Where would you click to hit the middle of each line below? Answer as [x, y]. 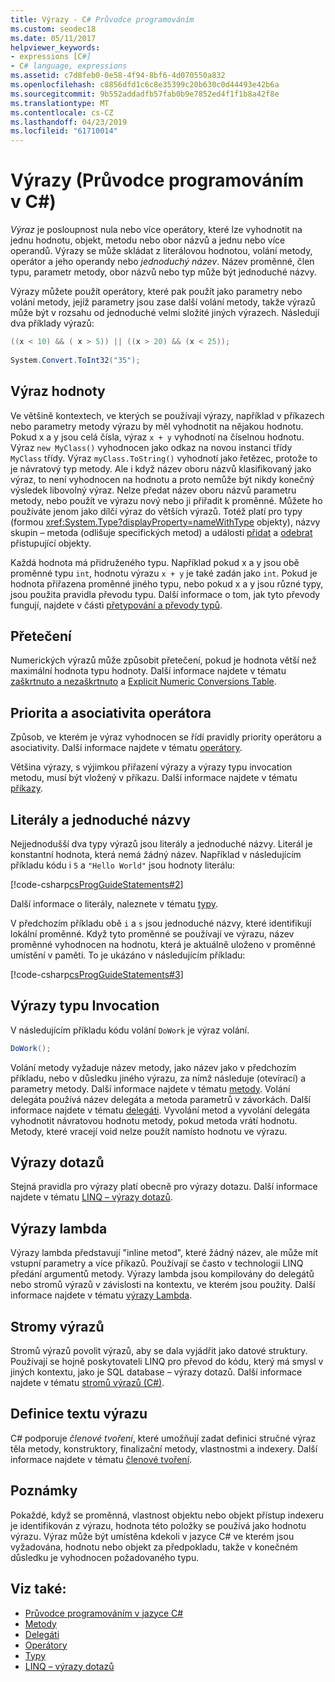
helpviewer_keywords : [55, 47]
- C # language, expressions [69, 66]
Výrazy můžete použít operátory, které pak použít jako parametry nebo [156, 292]
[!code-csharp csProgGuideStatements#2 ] [97, 884]
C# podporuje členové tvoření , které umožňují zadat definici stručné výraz [163, 1438]
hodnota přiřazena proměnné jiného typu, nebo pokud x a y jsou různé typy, [167, 583]
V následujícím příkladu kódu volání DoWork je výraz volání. [130, 1030]
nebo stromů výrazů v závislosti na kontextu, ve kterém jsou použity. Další [163, 1285]
